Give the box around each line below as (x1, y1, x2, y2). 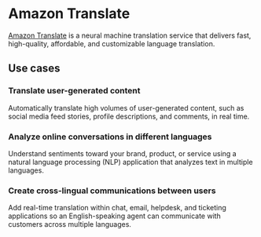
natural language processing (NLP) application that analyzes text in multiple (8, 157, 253, 166)
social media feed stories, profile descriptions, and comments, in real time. (8, 111, 250, 121)
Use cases (8, 62, 61, 75)
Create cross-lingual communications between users (8, 185, 216, 196)
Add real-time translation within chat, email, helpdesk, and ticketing (8, 203, 226, 213)
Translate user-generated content (8, 86, 141, 97)
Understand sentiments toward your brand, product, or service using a (8, 148, 237, 158)
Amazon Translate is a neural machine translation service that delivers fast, (8, 31, 252, 40)
